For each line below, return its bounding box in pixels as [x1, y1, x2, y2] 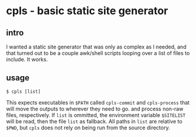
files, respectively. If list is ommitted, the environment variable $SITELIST [6, 111, 186, 119]
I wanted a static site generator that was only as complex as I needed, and [6, 43, 187, 50]
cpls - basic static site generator [6, 4, 168, 18]
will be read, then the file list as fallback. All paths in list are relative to [6, 118, 183, 125]
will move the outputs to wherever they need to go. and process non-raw [6, 105, 184, 112]
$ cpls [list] [6, 89, 41, 94]
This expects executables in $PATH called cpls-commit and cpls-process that [6, 99, 190, 106]
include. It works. [6, 56, 48, 63]
